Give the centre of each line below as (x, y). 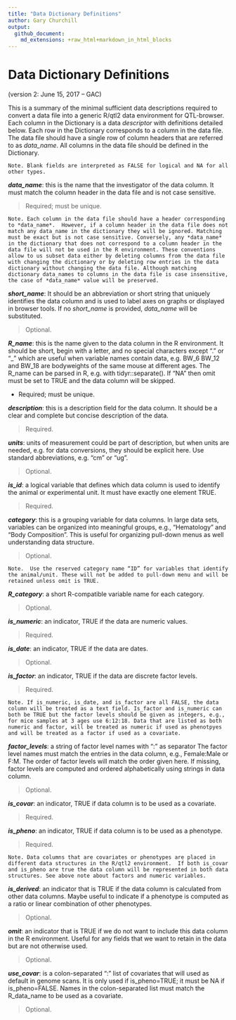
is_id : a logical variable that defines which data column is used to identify (114, 485)
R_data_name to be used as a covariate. (66, 996)
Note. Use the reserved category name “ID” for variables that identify (118, 569)
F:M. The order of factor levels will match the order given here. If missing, (114, 762)
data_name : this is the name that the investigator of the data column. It (111, 185)
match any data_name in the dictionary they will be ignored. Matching (115, 232)
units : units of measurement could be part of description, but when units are (119, 443)
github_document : (40, 33)
